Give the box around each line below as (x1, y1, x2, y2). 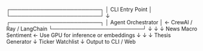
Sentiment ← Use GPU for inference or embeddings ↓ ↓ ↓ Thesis (6, 32, 171, 39)
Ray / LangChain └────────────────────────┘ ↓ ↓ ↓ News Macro (6, 25, 198, 32)
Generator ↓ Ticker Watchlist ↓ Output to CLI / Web (6, 38, 136, 45)
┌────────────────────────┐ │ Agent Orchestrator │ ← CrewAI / (6, 19, 193, 25)
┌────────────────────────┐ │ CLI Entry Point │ (6, 6, 153, 13)
